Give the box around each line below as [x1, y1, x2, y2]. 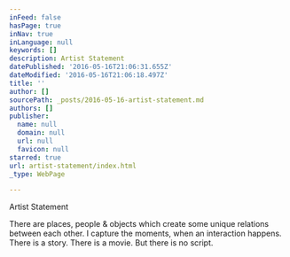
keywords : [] [9, 46, 58, 55]
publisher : [9, 112, 50, 121]
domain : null [17, 128, 66, 137]
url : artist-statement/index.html [9, 161, 137, 170]
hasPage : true [9, 21, 62, 30]
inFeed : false [9, 12, 62, 22]
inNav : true [9, 29, 53, 38]
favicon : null [17, 144, 69, 153]
